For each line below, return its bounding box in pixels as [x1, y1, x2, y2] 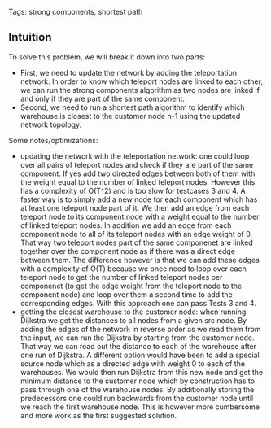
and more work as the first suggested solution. [20, 410, 177, 420]
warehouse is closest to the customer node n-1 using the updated [20, 111, 241, 120]
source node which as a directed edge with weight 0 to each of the [20, 358, 246, 369]
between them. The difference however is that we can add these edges [20, 255, 260, 264]
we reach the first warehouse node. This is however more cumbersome [20, 402, 260, 412]
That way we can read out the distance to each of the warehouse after [20, 341, 257, 351]
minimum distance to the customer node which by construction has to [20, 376, 255, 386]
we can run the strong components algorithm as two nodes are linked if [20, 85, 260, 94]
